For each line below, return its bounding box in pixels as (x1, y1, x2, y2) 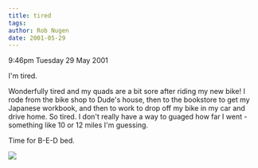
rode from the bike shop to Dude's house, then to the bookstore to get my (8, 95, 250, 104)
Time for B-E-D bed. (8, 136, 75, 146)
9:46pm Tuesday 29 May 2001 (8, 56, 109, 65)
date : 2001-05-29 (8, 33, 66, 42)
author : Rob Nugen (8, 26, 69, 34)
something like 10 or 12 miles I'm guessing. (8, 120, 149, 130)
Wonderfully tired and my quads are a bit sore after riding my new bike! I (8, 87, 245, 96)
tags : (8, 19, 26, 27)
